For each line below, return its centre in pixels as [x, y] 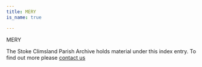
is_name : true [24, 17]
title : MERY [21, 12]
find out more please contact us [46, 57]
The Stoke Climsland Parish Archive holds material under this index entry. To [101, 51]
